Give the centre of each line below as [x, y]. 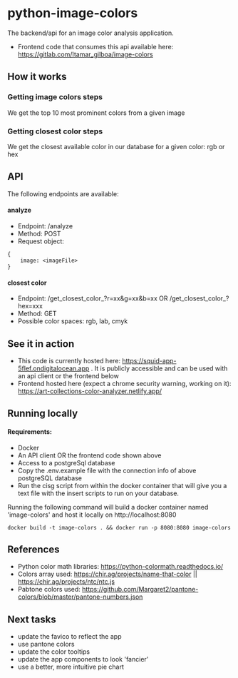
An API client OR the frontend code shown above [89, 455]
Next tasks [32, 619]
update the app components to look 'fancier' [83, 659]
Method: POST [39, 233]
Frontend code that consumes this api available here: [95, 46]
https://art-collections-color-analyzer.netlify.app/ [90, 391]
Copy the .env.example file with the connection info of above [107, 470]
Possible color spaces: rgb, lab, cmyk [73, 321]
